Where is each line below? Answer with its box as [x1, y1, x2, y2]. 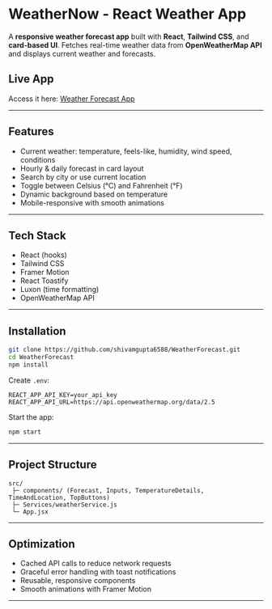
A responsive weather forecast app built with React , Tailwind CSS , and [8, 32, 249, 41]
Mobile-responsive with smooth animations [19, 197, 164, 207]
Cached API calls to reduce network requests [19, 559, 172, 569]
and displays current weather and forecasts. [8, 49, 156, 58]
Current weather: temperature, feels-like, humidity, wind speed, [19, 146, 232, 156]
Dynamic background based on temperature [19, 189, 168, 199]
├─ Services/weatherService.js [11, 501, 117, 509]
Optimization [8, 537, 75, 551]
